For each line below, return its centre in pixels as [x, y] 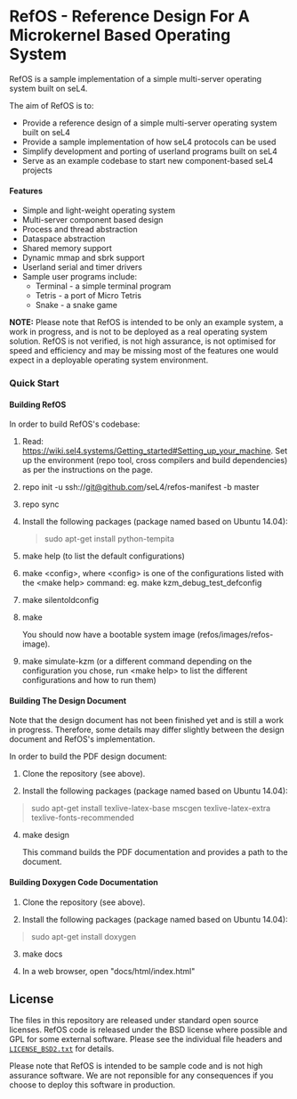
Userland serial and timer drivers [82, 267]
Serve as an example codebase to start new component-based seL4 [148, 160]
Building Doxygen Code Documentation [84, 883]
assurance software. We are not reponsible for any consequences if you [141, 1076]
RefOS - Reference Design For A [130, 16]
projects [37, 170]
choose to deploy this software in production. [92, 1085]
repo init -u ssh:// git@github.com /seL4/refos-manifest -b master [140, 487]
